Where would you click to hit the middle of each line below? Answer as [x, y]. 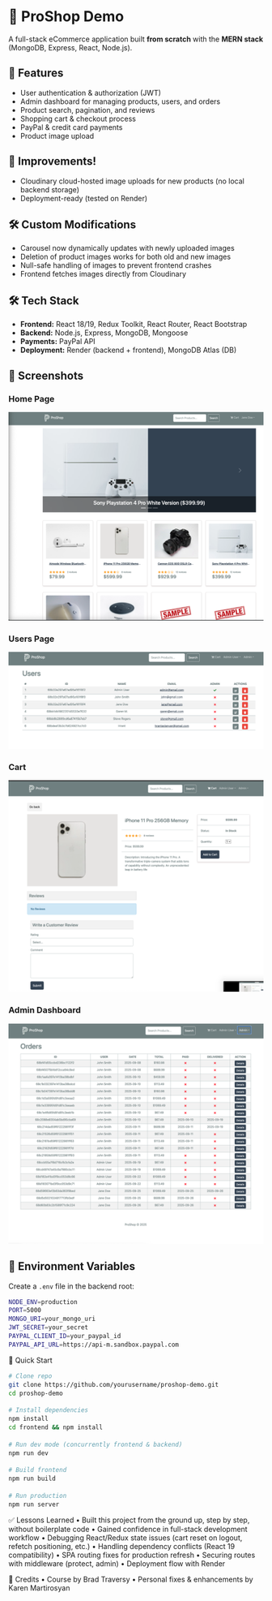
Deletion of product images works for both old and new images [125, 257]
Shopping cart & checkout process [78, 118]
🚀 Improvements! [53, 161]
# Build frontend [38, 1470]
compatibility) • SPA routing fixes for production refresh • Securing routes [132, 1555]
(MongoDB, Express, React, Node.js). [70, 47]
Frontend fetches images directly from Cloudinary [103, 274]
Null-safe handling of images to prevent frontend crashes [116, 265]
